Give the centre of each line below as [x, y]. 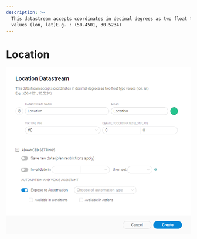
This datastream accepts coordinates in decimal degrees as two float [99, 18]
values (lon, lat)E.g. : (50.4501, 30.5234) [67, 25]
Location [28, 54]
